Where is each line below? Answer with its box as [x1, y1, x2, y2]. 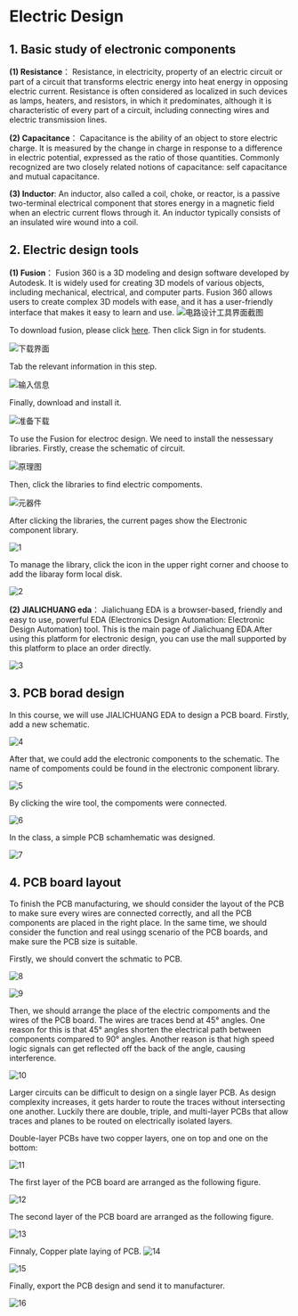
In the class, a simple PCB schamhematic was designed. [9, 831, 216, 843]
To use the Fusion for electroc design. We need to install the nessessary [9, 433, 274, 444]
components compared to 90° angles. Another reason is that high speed [9, 1034, 275, 1044]
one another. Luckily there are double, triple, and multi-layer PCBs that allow [9, 1107, 289, 1117]
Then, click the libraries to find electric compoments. [9, 478, 203, 489]
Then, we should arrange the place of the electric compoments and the [9, 1005, 270, 1017]
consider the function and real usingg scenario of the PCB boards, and [9, 927, 269, 937]
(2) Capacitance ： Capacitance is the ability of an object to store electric [9, 133, 278, 143]
